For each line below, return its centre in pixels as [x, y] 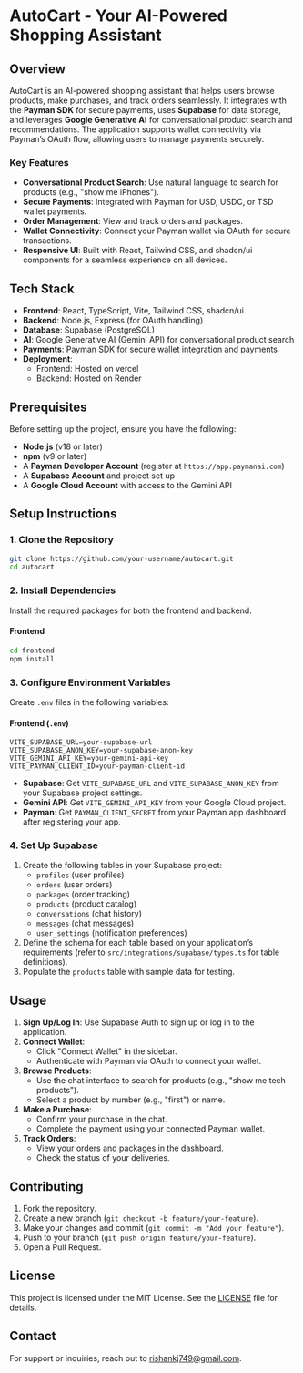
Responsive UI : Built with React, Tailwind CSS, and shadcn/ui [137, 251]
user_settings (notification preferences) [112, 933]
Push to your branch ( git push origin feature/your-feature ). [139, 1238]
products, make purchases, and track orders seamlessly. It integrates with [148, 100]
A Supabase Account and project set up [99, 476]
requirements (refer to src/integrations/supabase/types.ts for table [151, 952]
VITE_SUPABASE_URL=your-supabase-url [81, 743]
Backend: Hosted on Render [89, 378]
